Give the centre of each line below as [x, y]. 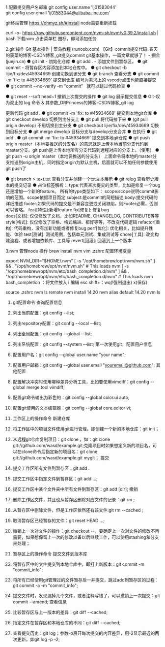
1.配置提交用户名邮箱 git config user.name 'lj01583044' [61, 7]
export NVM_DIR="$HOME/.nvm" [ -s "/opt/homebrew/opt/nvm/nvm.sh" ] [80, 261]
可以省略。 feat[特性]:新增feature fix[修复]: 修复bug [57, 210]
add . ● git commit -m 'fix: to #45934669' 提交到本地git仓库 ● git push [78, 138]
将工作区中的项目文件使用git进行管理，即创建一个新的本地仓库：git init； [86, 429]
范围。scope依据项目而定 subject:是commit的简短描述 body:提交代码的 [86, 197]
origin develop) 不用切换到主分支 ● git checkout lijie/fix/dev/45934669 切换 [82, 125]
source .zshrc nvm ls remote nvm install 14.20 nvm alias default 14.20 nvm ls [83, 292]
